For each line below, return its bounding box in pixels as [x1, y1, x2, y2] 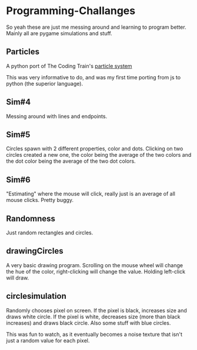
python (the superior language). [6, 80, 84, 87]
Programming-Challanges [6, 4, 136, 18]
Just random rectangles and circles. [6, 229, 94, 236]
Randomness [6, 213, 56, 224]
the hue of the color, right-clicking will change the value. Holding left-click [6, 268, 186, 275]
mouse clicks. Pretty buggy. [6, 197, 74, 204]
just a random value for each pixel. [6, 336, 90, 344]
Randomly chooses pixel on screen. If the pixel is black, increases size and [6, 307, 187, 314]
